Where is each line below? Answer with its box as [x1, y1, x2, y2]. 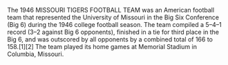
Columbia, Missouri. [7, 50, 64, 58]
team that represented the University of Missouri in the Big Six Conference [7, 13, 220, 21]
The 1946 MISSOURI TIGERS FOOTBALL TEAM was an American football [7, 6, 215, 14]
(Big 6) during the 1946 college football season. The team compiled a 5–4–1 [7, 21, 222, 28]
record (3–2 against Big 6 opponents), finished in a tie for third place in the [7, 28, 220, 36]
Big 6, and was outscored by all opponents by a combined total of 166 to [7, 35, 213, 44]
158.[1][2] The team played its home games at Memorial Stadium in [7, 43, 197, 50]
